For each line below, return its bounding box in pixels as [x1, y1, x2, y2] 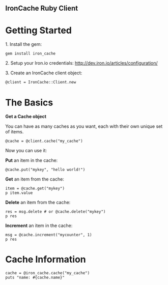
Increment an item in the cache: [5, 222, 73, 229]
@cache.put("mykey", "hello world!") [5, 167, 86, 173]
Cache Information [5, 254, 87, 265]
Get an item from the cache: [5, 176, 65, 182]
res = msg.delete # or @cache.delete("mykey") [5, 209, 106, 214]
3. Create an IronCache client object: [5, 70, 82, 76]
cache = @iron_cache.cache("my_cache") [5, 271, 90, 276]
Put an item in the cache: [5, 157, 58, 163]
